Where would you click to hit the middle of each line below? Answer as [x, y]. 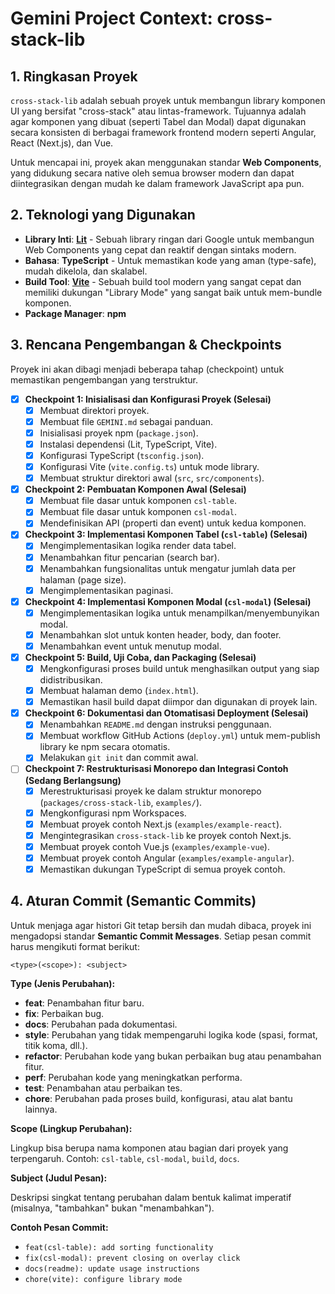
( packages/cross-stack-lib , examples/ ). [121, 802]
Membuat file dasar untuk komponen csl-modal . [138, 512]
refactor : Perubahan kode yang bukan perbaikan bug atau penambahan [173, 1056]
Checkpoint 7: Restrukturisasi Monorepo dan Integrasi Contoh [156, 769]
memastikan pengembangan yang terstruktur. [104, 379]
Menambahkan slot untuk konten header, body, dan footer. [160, 634]
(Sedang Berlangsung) [73, 780]
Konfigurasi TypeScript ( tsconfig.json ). [122, 455]
